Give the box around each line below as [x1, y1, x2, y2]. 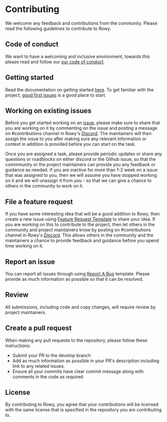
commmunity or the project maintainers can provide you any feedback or [5, 162, 156, 168]
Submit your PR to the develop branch [12, 352, 91, 358]
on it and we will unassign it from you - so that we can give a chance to [5, 177, 151, 184]
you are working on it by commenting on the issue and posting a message [5, 125, 157, 131]
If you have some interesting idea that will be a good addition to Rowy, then [5, 211, 160, 217]
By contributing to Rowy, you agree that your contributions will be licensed [5, 401, 159, 407]
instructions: [5, 343, 31, 349]
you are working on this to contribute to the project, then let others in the [5, 222, 155, 228]
